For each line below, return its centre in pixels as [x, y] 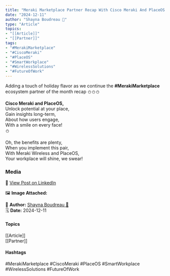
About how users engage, [32, 119]
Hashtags [16, 253]
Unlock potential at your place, [37, 109]
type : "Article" [22, 24]
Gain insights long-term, [31, 114]
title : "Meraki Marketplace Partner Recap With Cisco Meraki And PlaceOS [85, 10]
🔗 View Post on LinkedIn [31, 183]
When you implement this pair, [37, 148]
